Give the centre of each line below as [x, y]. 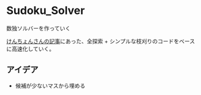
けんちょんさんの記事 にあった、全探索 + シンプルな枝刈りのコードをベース [101, 41]
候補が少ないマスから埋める [50, 85]
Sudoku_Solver [46, 11]
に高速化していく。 [31, 49]
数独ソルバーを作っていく [39, 28]
